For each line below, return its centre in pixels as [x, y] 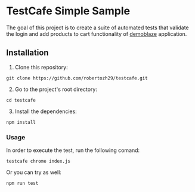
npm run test [22, 184]
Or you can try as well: [34, 172]
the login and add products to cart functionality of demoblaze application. [97, 33]
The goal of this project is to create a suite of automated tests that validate [97, 28]
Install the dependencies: [46, 111]
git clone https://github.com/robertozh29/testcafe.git [77, 78]
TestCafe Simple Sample [68, 11]
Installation [27, 53]
